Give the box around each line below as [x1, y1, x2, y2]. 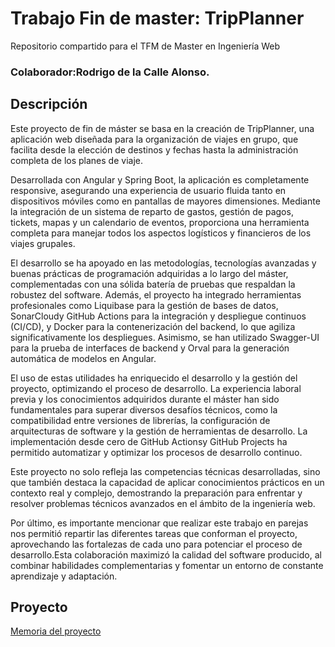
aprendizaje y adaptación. [10, 570, 118, 582]
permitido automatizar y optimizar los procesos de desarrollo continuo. [10, 446, 303, 458]
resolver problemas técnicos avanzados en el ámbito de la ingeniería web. [10, 497, 316, 509]
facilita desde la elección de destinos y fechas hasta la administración [10, 143, 299, 156]
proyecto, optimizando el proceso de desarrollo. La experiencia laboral [10, 382, 302, 394]
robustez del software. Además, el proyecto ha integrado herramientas [10, 288, 302, 301]
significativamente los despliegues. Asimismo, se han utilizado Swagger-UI [10, 331, 320, 343]
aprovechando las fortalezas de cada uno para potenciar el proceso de [10, 538, 303, 550]
